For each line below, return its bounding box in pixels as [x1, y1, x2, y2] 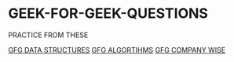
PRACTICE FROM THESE [8, 30, 89, 40]
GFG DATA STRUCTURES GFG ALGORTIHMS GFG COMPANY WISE [8, 45, 226, 54]
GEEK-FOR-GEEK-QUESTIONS [8, 5, 208, 22]
